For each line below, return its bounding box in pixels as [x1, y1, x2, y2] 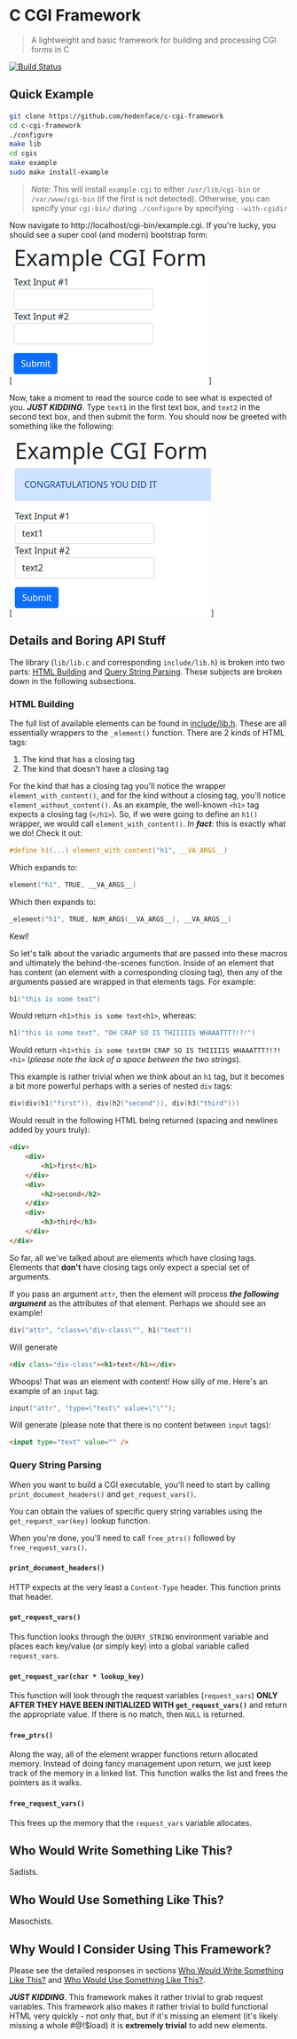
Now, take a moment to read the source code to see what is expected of [9, 392, 273, 403]
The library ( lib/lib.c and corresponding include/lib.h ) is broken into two [9, 657, 285, 667]
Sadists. [9, 1867, 39, 1878]
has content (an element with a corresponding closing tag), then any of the [9, 966, 283, 977]
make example [9, 159, 58, 168]
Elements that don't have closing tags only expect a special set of [9, 1262, 250, 1272]
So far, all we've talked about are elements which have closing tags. [9, 1252, 257, 1263]
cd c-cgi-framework [9, 121, 82, 130]
